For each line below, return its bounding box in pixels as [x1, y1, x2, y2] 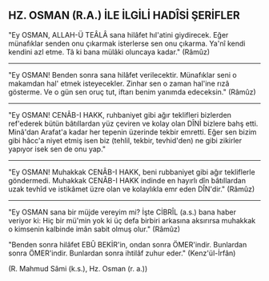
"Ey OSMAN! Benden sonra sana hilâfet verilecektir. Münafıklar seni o [8, 70, 238, 79]
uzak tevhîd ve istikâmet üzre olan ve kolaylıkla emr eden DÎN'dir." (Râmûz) [8, 184, 255, 194]
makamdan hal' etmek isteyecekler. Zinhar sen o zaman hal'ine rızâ [8, 78, 230, 88]
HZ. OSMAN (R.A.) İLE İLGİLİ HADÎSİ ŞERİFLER [8, 9, 240, 22]
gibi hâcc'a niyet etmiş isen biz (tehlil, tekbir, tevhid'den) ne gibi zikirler [8, 135, 243, 145]
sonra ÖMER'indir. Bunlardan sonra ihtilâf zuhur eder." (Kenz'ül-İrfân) [8, 248, 236, 258]
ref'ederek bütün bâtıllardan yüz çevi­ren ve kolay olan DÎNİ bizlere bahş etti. [8, 118, 259, 128]
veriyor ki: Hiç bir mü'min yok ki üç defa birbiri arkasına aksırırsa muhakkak [8, 215, 256, 225]
